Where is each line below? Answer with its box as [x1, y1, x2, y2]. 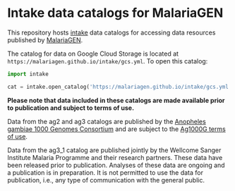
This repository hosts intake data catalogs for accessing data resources [7, 28, 216, 37]
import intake [7, 70, 49, 78]
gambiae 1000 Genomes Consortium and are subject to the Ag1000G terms [7, 125, 226, 133]
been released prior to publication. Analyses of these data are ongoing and [7, 161, 225, 169]
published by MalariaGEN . [7, 35, 83, 44]
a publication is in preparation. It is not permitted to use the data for [7, 168, 203, 177]
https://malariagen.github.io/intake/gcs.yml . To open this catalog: [7, 56, 208, 65]
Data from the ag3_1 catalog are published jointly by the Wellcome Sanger [7, 146, 222, 154]
